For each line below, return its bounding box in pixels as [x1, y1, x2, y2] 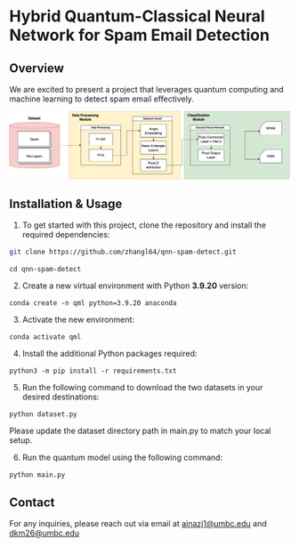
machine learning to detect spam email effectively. [9, 93, 194, 104]
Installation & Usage [9, 196, 123, 211]
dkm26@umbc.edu [9, 527, 80, 539]
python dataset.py [9, 410, 77, 419]
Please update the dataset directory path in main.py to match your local [9, 425, 271, 437]
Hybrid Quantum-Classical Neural [9, 6, 265, 27]
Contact [9, 495, 55, 510]
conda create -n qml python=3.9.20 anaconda [9, 299, 177, 308]
